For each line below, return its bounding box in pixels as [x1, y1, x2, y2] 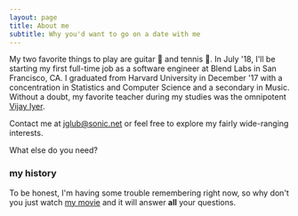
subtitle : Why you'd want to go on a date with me [9, 29, 201, 38]
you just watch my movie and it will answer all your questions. [9, 196, 237, 207]
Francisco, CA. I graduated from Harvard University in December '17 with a [9, 73, 283, 84]
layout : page [9, 12, 58, 22]
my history [9, 167, 57, 180]
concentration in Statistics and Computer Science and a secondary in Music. [9, 82, 290, 93]
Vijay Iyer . [9, 101, 45, 112]
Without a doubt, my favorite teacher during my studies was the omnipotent [9, 92, 286, 102]
